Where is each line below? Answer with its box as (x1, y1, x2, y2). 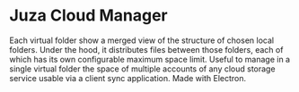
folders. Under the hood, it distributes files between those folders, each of (9, 44, 284, 54)
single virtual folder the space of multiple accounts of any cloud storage (9, 63, 276, 74)
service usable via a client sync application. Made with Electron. (9, 72, 247, 83)
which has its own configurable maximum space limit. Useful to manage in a (9, 54, 290, 64)
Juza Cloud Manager (9, 5, 168, 26)
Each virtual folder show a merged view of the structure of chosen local (9, 35, 275, 46)
